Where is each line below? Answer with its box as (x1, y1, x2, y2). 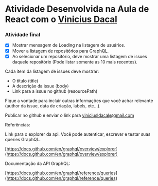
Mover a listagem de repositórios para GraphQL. (12, 48, 109, 54)
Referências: (5, 122, 31, 127)
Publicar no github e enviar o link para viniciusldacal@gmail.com (5, 112, 135, 118)
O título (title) (12, 78, 39, 83)
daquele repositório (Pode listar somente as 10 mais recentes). (12, 59, 138, 64)
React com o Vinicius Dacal (5, 14, 118, 25)
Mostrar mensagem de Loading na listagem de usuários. (12, 42, 125, 48)
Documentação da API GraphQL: (5, 160, 70, 166)
